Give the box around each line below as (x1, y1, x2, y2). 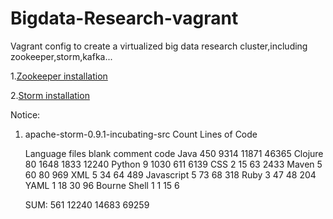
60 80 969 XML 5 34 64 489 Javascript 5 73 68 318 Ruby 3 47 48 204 (24, 168, 317, 181)
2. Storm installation (10, 89, 90, 101)
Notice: (10, 108, 41, 121)
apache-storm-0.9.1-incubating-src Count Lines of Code (24, 128, 258, 140)
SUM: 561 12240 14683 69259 (24, 198, 150, 211)
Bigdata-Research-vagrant (10, 7, 239, 30)
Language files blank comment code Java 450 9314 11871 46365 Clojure (24, 147, 324, 159)
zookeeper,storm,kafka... (10, 50, 113, 62)
